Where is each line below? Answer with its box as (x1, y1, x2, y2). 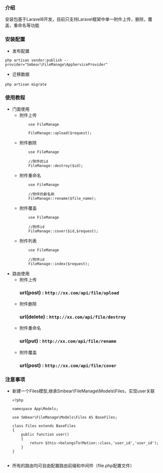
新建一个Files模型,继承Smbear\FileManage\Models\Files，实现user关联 (12, 388, 155, 394)
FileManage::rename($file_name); (28, 196, 97, 201)
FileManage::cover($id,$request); (28, 228, 99, 233)
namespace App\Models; (12, 406, 59, 411)
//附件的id (28, 159, 48, 164)
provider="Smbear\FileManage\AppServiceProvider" (5, 62, 108, 67)
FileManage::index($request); (28, 261, 90, 266)
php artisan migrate (5, 82, 47, 87)
